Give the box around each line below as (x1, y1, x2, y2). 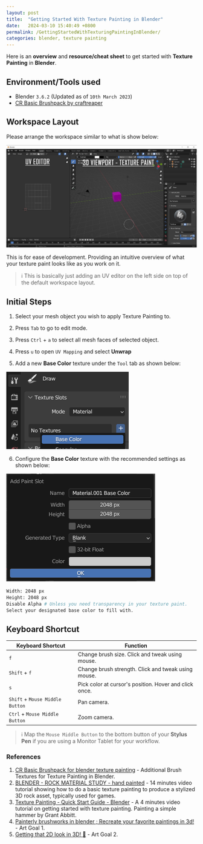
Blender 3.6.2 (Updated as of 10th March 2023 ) (14, 93, 133, 100)
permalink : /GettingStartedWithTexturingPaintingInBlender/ (6, 29, 161, 35)
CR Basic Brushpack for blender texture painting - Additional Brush (14, 766, 182, 773)
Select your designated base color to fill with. (6, 607, 134, 614)
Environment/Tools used (6, 76, 101, 87)
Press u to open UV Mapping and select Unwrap (14, 348, 132, 355)
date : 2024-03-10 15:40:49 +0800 (6, 22, 96, 28)
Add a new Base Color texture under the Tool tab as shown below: (14, 360, 181, 367)
